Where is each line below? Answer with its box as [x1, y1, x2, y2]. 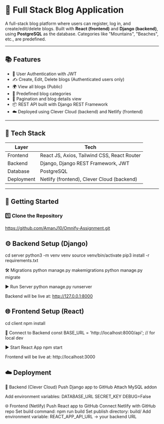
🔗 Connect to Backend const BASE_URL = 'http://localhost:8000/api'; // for [5, 329, 155, 336]
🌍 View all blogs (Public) [12, 83, 62, 89]
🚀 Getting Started [5, 197, 59, 205]
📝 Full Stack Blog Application [5, 4, 124, 16]
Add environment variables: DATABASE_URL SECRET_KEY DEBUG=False [5, 393, 151, 399]
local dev [5, 335, 23, 341]
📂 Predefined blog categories [12, 90, 72, 97]
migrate [5, 274, 20, 280]
